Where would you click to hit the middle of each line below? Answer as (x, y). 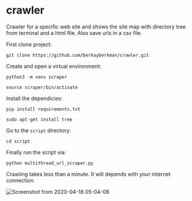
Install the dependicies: (35, 98)
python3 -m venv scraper (37, 77)
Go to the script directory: (38, 130)
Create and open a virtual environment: (54, 66)
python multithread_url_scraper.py (50, 163)
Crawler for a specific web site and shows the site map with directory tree (96, 27)
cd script (18, 141)
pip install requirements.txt (43, 109)
